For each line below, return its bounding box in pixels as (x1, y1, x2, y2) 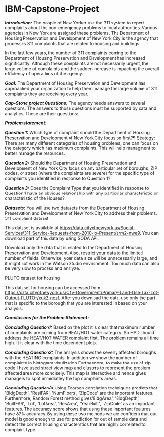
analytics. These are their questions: (5, 110, 78, 116)
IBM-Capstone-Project (5, 3, 99, 15)
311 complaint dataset (5, 215, 49, 221)
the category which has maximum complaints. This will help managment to (5, 145, 156, 151)
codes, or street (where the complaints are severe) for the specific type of (5, 170, 155, 176)
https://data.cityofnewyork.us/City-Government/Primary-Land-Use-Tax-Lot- (5, 290, 159, 295)
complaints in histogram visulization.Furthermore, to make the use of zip (5, 360, 151, 365)
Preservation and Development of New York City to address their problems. (5, 210, 158, 216)
